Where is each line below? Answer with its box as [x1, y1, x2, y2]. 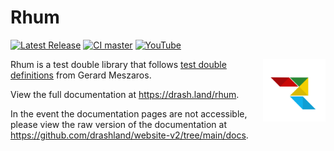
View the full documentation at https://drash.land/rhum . [10, 88, 240, 100]
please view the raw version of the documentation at [10, 118, 228, 130]
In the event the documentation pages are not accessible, [10, 107, 248, 120]
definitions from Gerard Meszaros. [10, 69, 152, 81]
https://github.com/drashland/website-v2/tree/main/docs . [10, 129, 249, 141]
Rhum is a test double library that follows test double [10, 58, 227, 70]
